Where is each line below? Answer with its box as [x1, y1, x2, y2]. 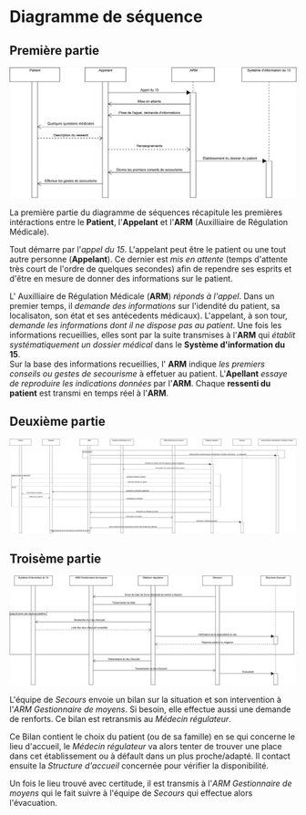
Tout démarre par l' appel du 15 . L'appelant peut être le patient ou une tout [9, 243, 287, 254]
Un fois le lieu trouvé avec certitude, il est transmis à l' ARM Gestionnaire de [9, 778, 292, 789]
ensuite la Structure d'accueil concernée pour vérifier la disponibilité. [9, 760, 269, 771]
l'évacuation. [9, 798, 57, 809]
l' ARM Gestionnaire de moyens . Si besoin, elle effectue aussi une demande [9, 704, 291, 715]
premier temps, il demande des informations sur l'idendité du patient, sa [9, 300, 280, 311]
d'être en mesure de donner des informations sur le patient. [9, 273, 234, 284]
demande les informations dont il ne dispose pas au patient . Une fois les [9, 319, 282, 330]
